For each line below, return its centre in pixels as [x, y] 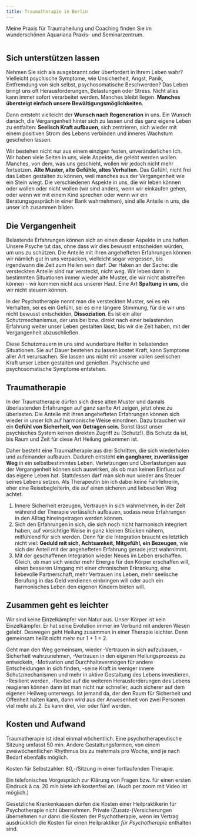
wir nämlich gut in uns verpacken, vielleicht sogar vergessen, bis [84, 259]
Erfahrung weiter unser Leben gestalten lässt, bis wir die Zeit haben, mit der [98, 326]
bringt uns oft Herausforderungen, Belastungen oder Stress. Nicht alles [92, 91]
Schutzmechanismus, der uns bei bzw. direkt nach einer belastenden [90, 320]
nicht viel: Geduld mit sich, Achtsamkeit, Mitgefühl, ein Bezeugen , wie [101, 543]
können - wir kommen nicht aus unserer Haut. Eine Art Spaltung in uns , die [97, 284]
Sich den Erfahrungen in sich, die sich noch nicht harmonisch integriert [101, 524]
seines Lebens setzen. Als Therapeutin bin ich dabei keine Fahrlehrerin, [93, 482]
